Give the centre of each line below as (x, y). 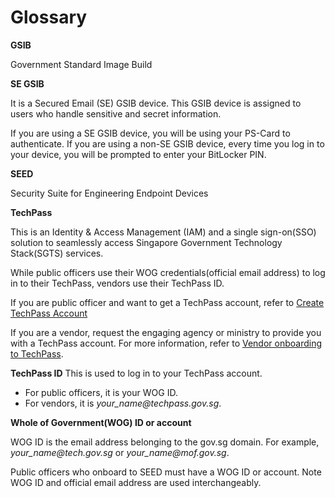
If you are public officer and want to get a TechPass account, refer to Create (167, 302)
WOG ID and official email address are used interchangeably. (136, 482)
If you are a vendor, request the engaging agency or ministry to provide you (166, 332)
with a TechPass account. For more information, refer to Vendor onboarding (166, 343)
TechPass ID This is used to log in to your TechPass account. (136, 373)
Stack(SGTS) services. (57, 253)
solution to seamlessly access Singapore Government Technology (146, 242)
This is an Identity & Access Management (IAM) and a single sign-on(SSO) (163, 232)
